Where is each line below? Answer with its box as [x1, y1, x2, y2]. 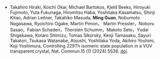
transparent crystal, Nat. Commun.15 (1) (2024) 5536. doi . [9, 48, 129, 54]
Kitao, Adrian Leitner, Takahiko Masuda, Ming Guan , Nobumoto [9, 15, 141, 20]
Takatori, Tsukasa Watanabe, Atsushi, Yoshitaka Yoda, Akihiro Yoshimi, [9, 38, 156, 44]
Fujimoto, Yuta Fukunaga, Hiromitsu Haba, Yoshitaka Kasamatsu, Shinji [9, 9, 156, 15]
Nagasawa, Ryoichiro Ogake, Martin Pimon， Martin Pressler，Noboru [9, 21, 155, 26]
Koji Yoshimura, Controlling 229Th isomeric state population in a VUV [9, 43, 153, 49]
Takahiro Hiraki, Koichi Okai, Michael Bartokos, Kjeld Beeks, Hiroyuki [9, 4, 151, 10]
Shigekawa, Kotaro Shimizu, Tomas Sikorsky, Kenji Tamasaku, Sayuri [9, 32, 151, 38]
